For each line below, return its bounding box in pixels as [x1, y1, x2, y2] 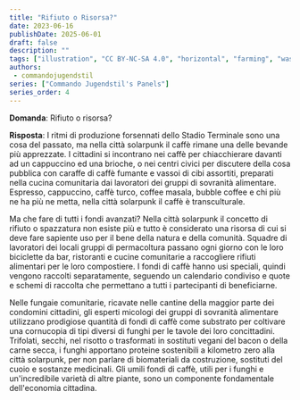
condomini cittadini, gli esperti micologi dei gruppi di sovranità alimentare [9, 306, 279, 317]
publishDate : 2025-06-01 [9, 29, 102, 38]
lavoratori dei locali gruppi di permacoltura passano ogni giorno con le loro [9, 242, 284, 253]
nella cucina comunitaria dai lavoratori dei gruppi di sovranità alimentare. [9, 177, 277, 187]
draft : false [9, 37, 58, 47]
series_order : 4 [9, 87, 70, 96]
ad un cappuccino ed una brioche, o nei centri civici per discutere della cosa [9, 158, 291, 169]
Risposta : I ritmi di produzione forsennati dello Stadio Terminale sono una [9, 129, 280, 140]
